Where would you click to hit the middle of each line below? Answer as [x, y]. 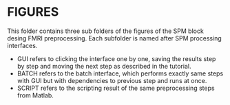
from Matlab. [35, 95]
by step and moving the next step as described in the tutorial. [104, 66]
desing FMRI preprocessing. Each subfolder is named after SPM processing [114, 38]
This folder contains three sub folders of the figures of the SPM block [106, 31]
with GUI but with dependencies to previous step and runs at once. [112, 80]
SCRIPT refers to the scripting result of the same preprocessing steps [116, 88]
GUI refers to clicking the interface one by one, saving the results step [116, 58]
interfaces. [22, 45]
